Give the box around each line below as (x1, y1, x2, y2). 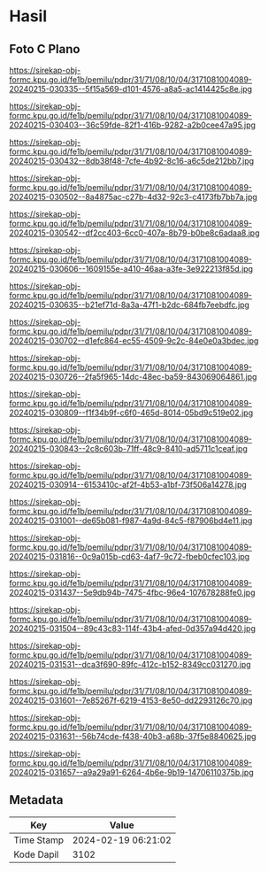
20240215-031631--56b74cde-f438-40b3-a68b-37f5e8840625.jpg (9, 731, 257, 741)
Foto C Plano (9, 42, 80, 57)
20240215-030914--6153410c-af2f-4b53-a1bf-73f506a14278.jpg (9, 480, 248, 490)
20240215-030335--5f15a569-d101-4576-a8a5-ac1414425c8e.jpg (9, 84, 253, 94)
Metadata (9, 792, 64, 807)
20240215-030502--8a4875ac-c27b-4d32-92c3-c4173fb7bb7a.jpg (9, 192, 258, 202)
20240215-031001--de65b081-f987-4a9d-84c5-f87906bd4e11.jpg (9, 515, 253, 526)
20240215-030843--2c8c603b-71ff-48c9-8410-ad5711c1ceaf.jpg (9, 444, 248, 453)
